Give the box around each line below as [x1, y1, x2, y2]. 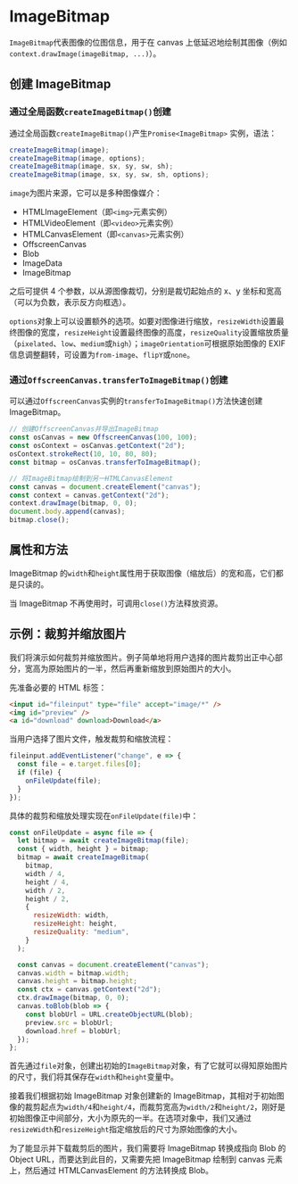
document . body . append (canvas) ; [9, 507, 126, 517]
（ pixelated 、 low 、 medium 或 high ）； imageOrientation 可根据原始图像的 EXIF [9, 338, 286, 349]
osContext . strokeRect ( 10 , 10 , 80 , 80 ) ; [9, 450, 158, 459]
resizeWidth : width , [32, 911, 110, 920]
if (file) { [17, 768, 62, 777]
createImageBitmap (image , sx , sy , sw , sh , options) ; [9, 170, 210, 179]
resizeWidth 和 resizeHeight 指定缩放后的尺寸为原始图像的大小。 [9, 1124, 243, 1135]
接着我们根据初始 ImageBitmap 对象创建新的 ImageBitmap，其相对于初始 [9, 1090, 277, 1101]
